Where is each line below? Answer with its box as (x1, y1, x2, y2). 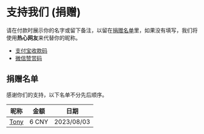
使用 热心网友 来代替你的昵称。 (6, 34, 81, 41)
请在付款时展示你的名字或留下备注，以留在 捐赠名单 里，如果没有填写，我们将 (6, 27, 198, 34)
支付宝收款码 (15, 46, 47, 54)
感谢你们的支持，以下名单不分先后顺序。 (6, 91, 107, 98)
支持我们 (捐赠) (6, 5, 81, 19)
